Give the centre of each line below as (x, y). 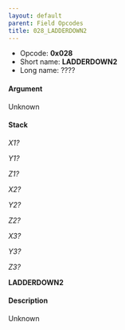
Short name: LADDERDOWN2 (68, 62)
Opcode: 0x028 (46, 54)
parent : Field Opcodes (46, 23)
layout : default (35, 16)
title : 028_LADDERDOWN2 (48, 30)
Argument (25, 88)
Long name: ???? (47, 70)
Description (28, 300)
